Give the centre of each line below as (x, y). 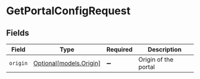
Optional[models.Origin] (67, 63)
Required (119, 50)
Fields (18, 33)
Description (165, 50)
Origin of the (156, 59)
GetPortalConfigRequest (68, 11)
